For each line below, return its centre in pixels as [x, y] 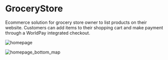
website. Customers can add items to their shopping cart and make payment [84, 27]
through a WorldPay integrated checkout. [48, 33]
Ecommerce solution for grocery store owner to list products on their [76, 22]
